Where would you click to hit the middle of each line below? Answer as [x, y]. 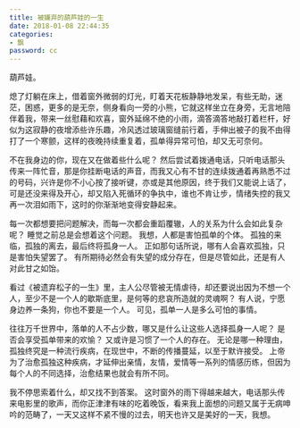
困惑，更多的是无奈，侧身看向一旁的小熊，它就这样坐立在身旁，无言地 [154, 107]
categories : [31, 34]
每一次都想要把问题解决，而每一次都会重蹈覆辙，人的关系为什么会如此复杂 [146, 223]
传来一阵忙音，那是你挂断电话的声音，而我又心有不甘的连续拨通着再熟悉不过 [150, 172]
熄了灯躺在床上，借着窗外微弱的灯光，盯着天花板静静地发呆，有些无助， [142, 97]
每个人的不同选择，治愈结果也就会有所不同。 [92, 373]
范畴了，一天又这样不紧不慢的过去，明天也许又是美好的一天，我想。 [150, 415]
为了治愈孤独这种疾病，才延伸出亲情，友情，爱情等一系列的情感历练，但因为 [150, 362]
